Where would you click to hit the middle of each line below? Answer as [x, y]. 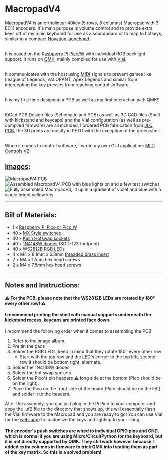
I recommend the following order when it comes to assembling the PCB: [79, 331]
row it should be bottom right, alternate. [61, 362]
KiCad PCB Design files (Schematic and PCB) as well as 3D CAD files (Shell [83, 114]
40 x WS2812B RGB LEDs [38, 249]
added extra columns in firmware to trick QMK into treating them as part [82, 447]
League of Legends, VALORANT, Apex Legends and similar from [71, 79]
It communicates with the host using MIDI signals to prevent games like [78, 74]
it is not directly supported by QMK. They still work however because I [79, 442]
